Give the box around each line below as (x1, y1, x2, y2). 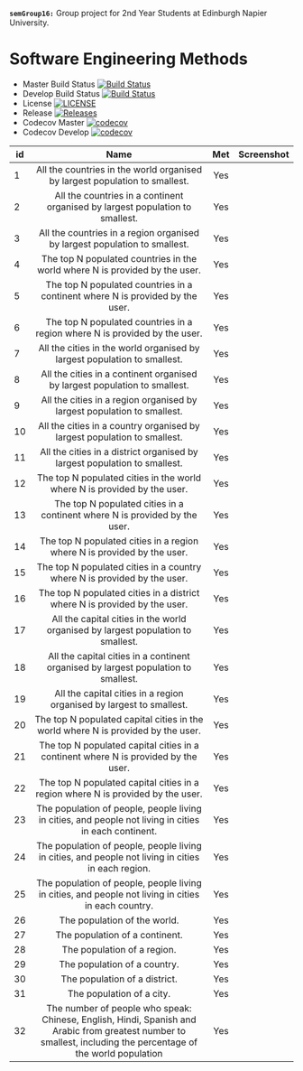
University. (9, 17, 50, 28)
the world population (75, 1047, 163, 1059)
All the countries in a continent (54, 189, 184, 201)
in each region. (87, 861, 151, 874)
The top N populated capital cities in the (34, 712, 204, 725)
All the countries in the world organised (35, 163, 203, 175)
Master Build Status (22, 79, 96, 89)
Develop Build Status (22, 88, 101, 98)
